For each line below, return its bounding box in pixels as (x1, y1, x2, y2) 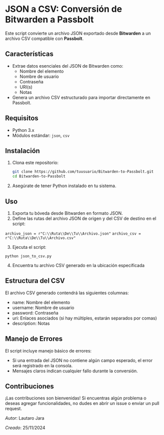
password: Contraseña (12, 310, 59, 316)
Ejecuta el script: (12, 244, 47, 250)
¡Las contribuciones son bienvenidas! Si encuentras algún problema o (5, 395, 147, 401)
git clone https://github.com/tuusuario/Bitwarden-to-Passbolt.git (12, 169, 154, 174)
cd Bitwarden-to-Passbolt (12, 174, 66, 179)
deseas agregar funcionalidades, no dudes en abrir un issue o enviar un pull (5, 400, 160, 406)
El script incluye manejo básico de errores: (5, 348, 92, 354)
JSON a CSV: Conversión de (5, 3, 122, 15)
